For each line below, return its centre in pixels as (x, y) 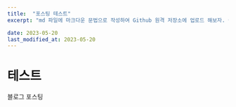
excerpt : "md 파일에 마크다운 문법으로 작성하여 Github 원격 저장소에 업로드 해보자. (116, 20)
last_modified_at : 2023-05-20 (52, 39)
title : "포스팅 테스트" (39, 14)
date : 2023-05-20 (33, 33)
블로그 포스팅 (25, 97)
